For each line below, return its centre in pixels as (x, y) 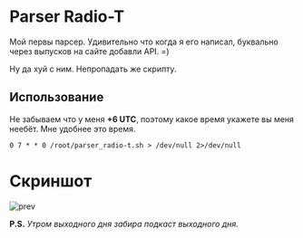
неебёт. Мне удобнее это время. (73, 129)
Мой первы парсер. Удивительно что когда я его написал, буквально (144, 42)
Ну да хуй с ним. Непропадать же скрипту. (93, 69)
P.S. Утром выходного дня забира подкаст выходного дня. (124, 224)
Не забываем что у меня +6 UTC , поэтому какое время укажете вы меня (152, 119)
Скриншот (51, 181)
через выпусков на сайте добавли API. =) (89, 51)
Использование (57, 97)
